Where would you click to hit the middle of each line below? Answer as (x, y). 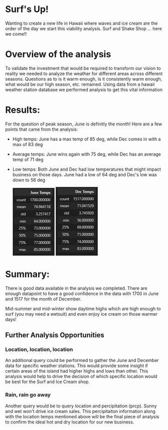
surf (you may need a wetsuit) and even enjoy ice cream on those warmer (81, 314)
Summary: (28, 274)
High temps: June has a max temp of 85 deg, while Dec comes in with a (87, 139)
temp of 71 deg (28, 159)
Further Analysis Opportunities (55, 335)
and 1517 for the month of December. (43, 299)
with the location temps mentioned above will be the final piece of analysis (82, 416)
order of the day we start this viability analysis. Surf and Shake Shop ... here (83, 28)
